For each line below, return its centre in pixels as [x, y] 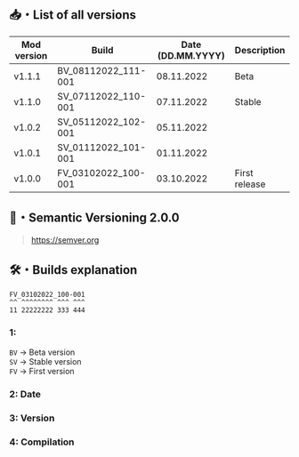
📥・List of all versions [73, 15]
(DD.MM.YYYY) [191, 55]
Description [260, 50]
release [250, 184]
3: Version [32, 418]
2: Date [25, 394]
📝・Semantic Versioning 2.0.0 [94, 218]
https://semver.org [65, 240]
